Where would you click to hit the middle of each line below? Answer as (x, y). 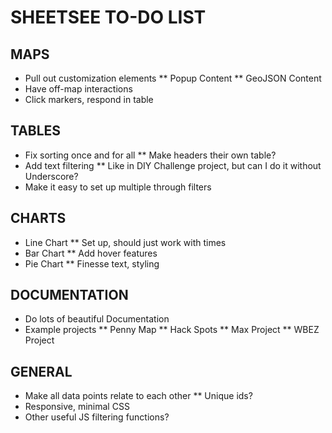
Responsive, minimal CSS (77, 407)
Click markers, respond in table (89, 99)
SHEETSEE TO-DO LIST (108, 17)
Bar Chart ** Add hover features (91, 253)
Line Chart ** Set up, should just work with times (125, 242)
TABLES (36, 131)
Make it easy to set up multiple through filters (118, 187)
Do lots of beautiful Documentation (97, 319)
